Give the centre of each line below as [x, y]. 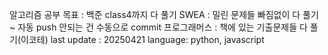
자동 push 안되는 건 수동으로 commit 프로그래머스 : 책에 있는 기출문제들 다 [162, 27]
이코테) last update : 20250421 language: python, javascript [142, 39]
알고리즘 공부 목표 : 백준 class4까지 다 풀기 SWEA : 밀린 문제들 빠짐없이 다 [155, 14]
